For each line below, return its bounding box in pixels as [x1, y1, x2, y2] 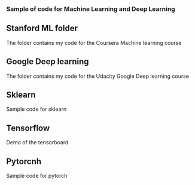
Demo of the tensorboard [6, 139, 69, 146]
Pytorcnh [6, 156, 42, 166]
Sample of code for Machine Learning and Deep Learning [6, 5, 175, 13]
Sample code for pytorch [6, 172, 68, 179]
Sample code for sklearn [6, 105, 67, 113]
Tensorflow [6, 123, 50, 133]
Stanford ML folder [6, 23, 78, 34]
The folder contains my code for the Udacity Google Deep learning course [6, 72, 190, 80]
